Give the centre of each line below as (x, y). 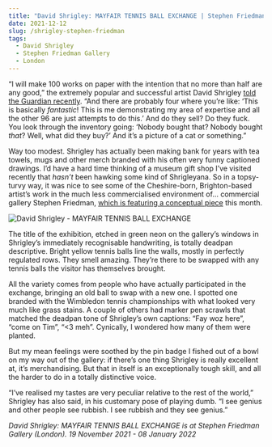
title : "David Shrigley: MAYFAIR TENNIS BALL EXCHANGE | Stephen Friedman (137, 16)
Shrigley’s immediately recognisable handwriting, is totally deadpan (121, 242)
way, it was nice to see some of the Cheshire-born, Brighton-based (140, 185)
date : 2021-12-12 (38, 23)
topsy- (248, 177)
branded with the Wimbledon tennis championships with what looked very (132, 301)
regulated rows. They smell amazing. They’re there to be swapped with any (134, 259)
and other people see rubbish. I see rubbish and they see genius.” (118, 410)
